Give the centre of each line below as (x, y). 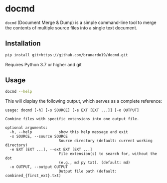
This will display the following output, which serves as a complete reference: (84, 101)
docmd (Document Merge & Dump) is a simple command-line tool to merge (81, 22)
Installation (23, 44)
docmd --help (19, 92)
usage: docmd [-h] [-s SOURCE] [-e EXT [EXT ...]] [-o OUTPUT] (72, 110)
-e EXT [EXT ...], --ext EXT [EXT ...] (51, 150)
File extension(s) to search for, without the (108, 154)
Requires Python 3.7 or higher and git (43, 64)
